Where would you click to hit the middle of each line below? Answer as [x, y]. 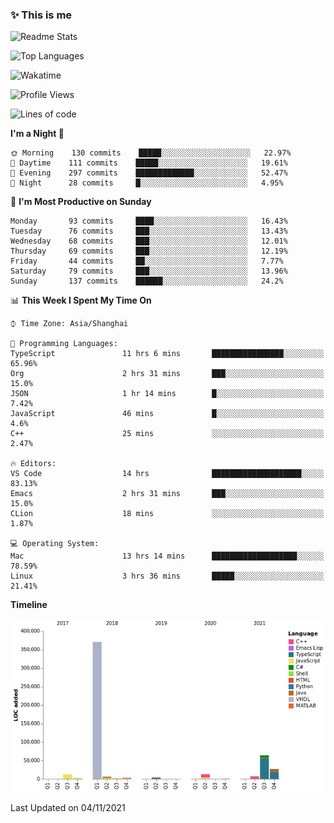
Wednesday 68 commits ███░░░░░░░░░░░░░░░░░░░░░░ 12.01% [149, 241]
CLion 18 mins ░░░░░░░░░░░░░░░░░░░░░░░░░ [167, 514]
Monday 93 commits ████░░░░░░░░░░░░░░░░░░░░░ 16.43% [149, 221]
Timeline [29, 605]
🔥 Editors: [33, 464]
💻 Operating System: [55, 544]
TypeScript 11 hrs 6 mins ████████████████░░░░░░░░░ [167, 354]
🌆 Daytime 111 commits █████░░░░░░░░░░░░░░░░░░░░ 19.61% [149, 163]
